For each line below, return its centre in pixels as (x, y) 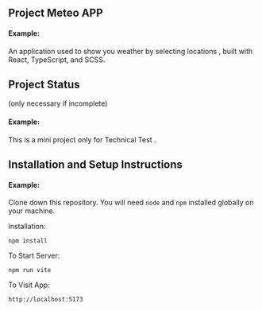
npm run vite (30, 270)
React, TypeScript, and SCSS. (57, 60)
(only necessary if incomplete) (58, 103)
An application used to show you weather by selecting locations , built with (131, 51)
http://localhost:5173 (46, 300)
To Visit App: (29, 285)
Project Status (44, 84)
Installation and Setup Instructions (95, 165)
